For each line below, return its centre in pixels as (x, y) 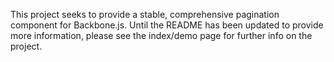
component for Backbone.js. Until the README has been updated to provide (167, 25)
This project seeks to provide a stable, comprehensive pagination (145, 14)
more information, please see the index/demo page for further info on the (161, 35)
